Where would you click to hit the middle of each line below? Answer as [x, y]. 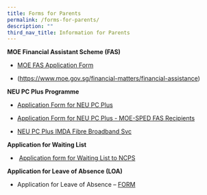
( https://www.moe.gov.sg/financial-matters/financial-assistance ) [109, 79]
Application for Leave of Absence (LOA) [65, 171]
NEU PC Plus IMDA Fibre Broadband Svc [74, 131]
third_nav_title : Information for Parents [69, 32]
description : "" [30, 26]
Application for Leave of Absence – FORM [76, 185]
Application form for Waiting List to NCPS [77, 158]
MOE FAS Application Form [55, 65]
